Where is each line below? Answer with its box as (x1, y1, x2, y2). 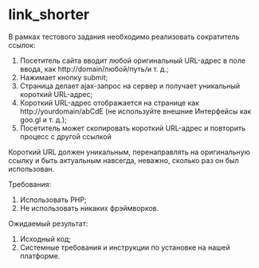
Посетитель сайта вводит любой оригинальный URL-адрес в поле (19, 56, 245, 65)
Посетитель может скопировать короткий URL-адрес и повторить (19, 123, 245, 133)
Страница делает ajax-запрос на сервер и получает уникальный (19, 81, 241, 91)
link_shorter (8, 6, 90, 24)
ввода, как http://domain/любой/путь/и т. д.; (19, 64, 169, 73)
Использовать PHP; (19, 195, 87, 204)
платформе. (19, 251, 61, 260)
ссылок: (8, 40, 36, 49)
